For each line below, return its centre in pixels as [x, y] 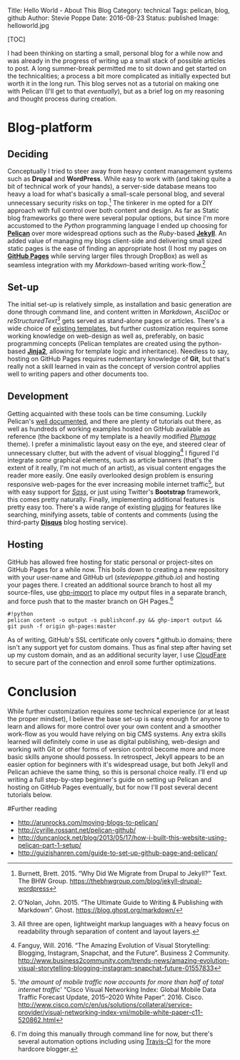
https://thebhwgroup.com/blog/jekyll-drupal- [136, 881]
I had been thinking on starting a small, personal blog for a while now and [115, 53]
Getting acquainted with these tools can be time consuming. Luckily [107, 413]
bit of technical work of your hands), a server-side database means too [112, 186]
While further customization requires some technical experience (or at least [119, 711]
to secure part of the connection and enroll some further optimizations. [112, 663]
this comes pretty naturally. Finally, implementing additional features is [111, 499]
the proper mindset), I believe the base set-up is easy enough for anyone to [119, 719]
